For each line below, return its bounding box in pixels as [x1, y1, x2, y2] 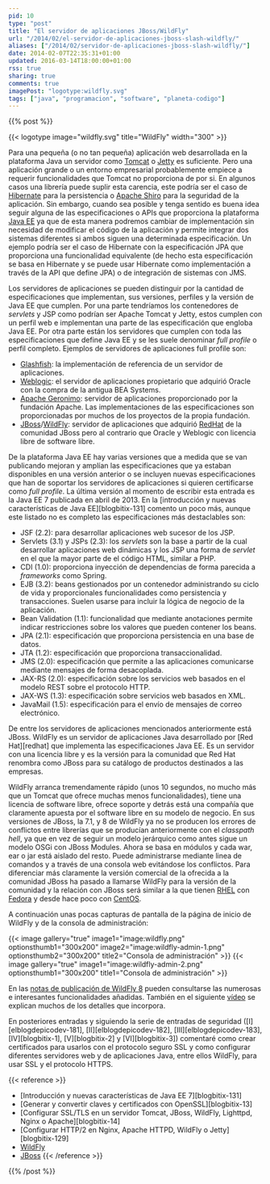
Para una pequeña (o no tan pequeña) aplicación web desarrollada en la [8, 148, 248, 157]
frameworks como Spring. [19, 571, 107, 581]
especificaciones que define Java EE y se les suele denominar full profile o [8, 335, 257, 345]
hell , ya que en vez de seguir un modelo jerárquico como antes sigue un [8, 833, 248, 844]
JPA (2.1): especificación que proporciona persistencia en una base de [19, 631, 255, 640]
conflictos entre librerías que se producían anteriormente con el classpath [8, 825, 255, 835]
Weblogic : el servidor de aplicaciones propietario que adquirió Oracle [19, 376, 251, 386]
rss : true [8, 65, 42, 73]
